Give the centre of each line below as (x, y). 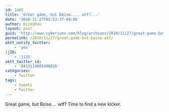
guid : (11, 33)
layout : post (19, 29)
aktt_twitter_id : (23, 62)
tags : (11, 80)
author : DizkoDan (23, 24)
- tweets (23, 85)
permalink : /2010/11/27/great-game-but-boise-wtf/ (59, 38)
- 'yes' (22, 47)
